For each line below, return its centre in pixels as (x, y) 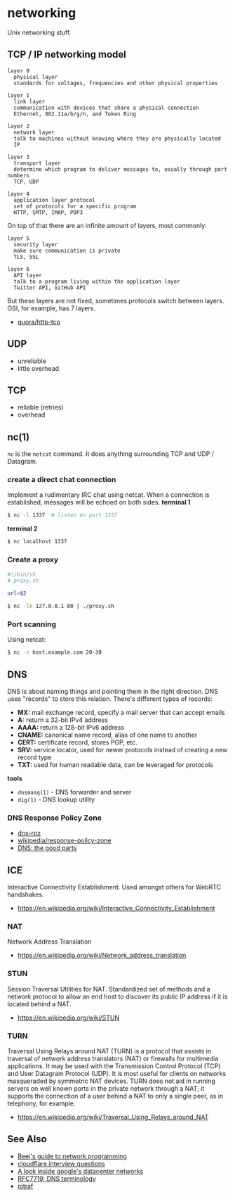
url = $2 (17, 594)
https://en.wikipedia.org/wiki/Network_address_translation (102, 956)
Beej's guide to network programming (72, 1156)
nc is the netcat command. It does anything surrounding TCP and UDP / (111, 454)
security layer (36, 244)
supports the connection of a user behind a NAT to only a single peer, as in (115, 1096)
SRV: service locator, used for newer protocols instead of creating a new (122, 750)
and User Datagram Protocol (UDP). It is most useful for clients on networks (117, 1074)
